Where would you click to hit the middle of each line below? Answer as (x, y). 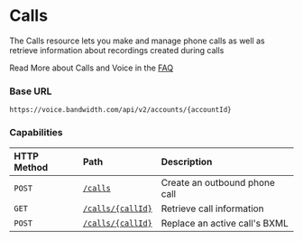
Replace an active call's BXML (225, 223)
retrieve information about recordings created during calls (117, 50)
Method (31, 167)
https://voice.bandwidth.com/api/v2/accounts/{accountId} (120, 110)
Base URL (31, 91)
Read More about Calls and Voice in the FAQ (92, 68)
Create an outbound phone (218, 182)
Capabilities (36, 133)
